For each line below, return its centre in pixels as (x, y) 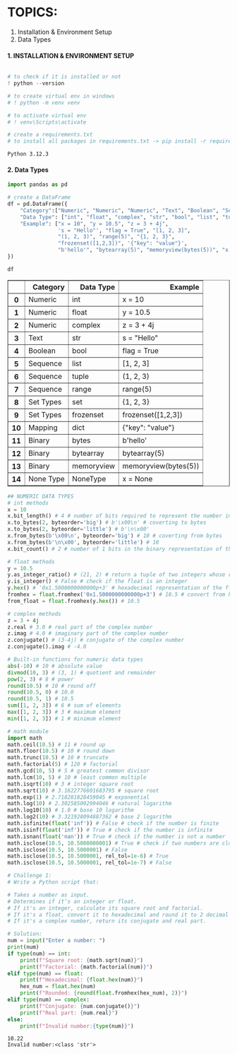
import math (25, 738)
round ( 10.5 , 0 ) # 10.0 (41, 692)
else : (15, 1019)
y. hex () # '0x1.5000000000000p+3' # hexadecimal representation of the (115, 588)
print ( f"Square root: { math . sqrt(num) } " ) (81, 960)
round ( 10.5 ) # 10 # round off (52, 686)
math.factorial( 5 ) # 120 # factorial (63, 764)
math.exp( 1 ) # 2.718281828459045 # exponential (79, 797)
